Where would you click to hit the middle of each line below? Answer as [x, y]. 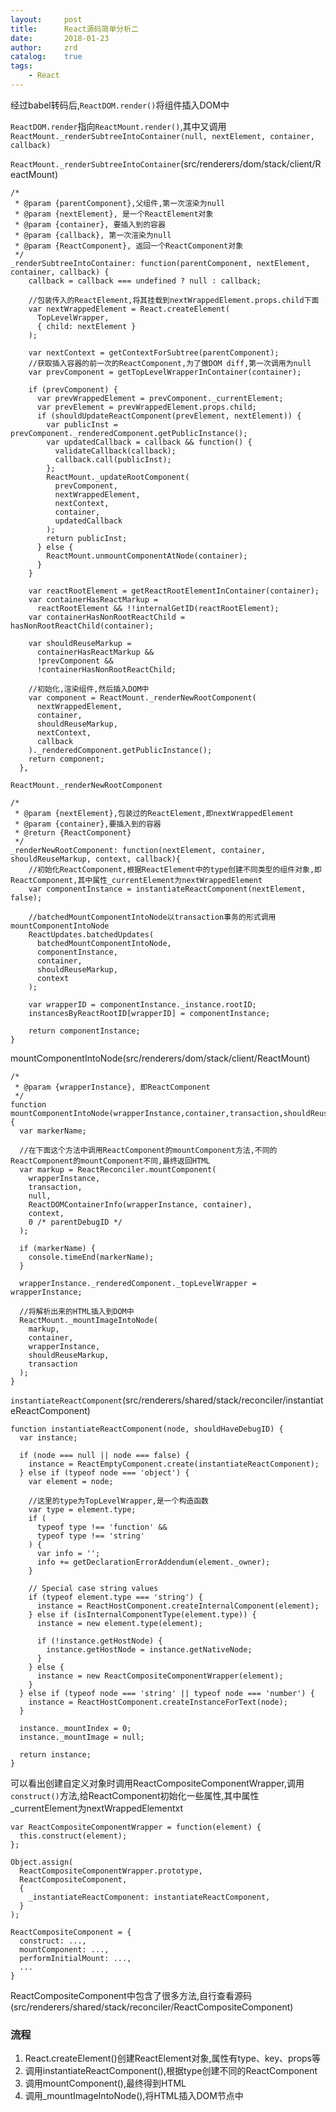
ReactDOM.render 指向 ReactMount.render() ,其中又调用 [118, 126]
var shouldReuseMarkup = [80, 643]
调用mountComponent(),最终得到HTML [105, 2083]
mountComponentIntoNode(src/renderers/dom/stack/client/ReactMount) [160, 1058]
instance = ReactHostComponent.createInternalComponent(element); [178, 1606]
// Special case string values [93, 1588]
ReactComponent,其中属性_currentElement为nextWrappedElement [136, 880]
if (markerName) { [58, 1248]
